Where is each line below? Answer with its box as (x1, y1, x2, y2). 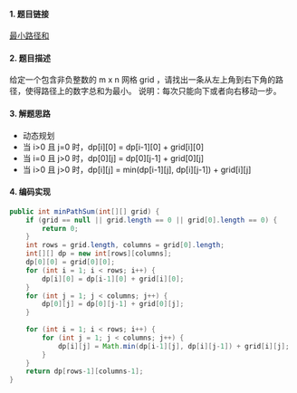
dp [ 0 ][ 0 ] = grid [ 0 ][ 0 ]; (25, 258, 116, 267)
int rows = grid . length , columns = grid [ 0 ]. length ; (25, 241, 225, 250)
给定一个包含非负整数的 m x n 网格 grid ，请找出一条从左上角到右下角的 (9, 74, 276, 85)
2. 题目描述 (9, 53, 52, 63)
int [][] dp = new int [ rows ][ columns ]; (25, 249, 172, 258)
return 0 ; (42, 224, 79, 233)
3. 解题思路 (9, 109, 52, 119)
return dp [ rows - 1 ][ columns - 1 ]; (25, 367, 144, 376)
